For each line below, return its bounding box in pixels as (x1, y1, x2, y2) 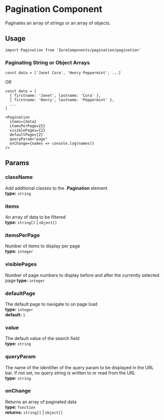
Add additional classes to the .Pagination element (5, 185, 108, 191)
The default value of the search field (5, 335, 80, 341)
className (5, 174, 33, 181)
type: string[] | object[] (5, 219, 57, 225)
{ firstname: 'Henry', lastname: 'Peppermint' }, (9, 98, 114, 103)
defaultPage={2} (9, 132, 43, 137)
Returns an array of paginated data (5, 399, 77, 405)
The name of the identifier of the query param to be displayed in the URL (5, 364, 154, 370)
